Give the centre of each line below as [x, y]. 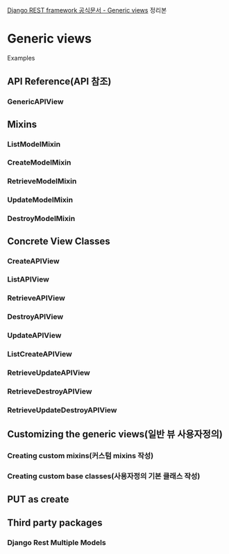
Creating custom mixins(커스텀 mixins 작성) [80, 456]
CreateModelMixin [39, 163]
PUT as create [38, 499]
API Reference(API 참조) [59, 82]
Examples [21, 58]
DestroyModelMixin [41, 219]
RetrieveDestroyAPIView [50, 391]
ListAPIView [28, 279]
